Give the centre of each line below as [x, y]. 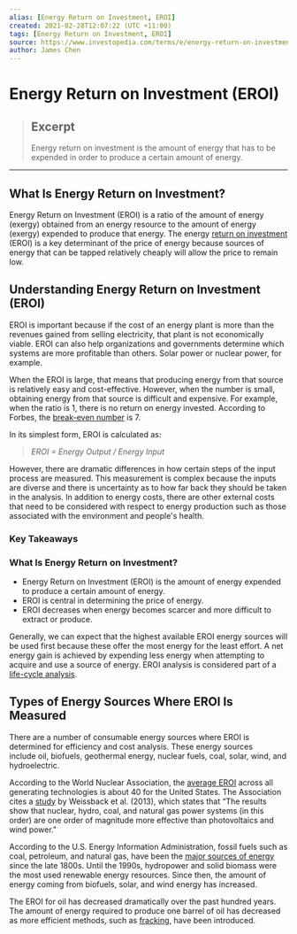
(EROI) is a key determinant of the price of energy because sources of [137, 243]
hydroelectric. [34, 765]
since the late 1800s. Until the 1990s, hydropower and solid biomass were [143, 865]
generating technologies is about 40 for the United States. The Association [145, 791]
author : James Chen [45, 50]
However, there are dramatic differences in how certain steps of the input [142, 468]
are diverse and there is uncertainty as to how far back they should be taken [148, 487]
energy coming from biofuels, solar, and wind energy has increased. [133, 884]
